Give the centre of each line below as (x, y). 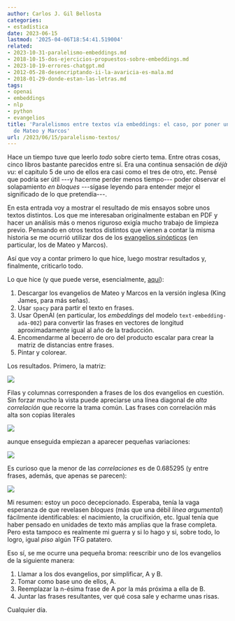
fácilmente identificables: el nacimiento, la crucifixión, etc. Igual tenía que (113, 517)
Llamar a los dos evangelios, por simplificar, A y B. (90, 574)
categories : (24, 20)
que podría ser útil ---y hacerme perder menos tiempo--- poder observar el (116, 180)
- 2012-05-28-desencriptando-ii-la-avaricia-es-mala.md (90, 72)
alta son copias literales (41, 415)
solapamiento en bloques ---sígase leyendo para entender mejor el (104, 187)
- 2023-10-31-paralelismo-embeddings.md (67, 53)
